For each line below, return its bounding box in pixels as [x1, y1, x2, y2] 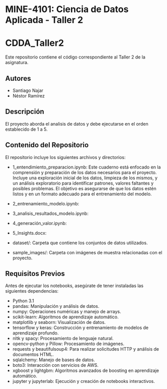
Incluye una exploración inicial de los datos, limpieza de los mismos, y [12, 175, 157, 181]
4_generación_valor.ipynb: [12, 220, 67, 226]
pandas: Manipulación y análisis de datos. [12, 303, 100, 309]
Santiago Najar [12, 87, 44, 93]
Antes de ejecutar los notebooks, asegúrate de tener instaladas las [5, 283, 144, 289]
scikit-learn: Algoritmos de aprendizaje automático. [12, 314, 119, 320]
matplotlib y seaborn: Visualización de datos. [12, 319, 106, 325]
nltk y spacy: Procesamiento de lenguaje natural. [12, 336, 114, 342]
